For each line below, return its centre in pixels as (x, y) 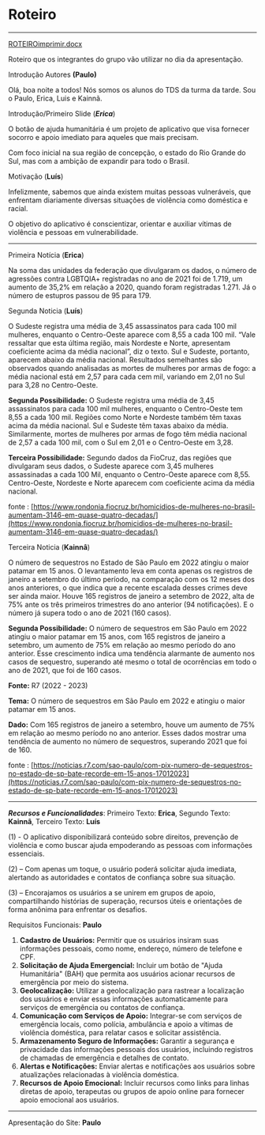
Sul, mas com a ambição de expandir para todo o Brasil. (99, 161)
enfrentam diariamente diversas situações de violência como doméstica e (128, 200)
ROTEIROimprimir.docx (45, 44)
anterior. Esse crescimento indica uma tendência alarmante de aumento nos (131, 653)
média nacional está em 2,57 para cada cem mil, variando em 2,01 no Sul (127, 376)
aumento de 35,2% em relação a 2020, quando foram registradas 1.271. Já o (132, 287)
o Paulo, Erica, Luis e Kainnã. (55, 98)
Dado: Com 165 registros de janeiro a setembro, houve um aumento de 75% (132, 725)
